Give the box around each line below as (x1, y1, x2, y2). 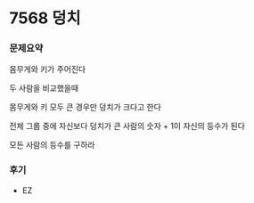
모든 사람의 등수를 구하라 (9, 140, 95, 150)
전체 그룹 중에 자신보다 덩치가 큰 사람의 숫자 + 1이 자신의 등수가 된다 (9, 121, 245, 132)
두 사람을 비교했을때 (9, 83, 78, 93)
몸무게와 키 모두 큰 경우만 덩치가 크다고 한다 (9, 101, 162, 112)
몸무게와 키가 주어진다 (9, 64, 86, 75)
